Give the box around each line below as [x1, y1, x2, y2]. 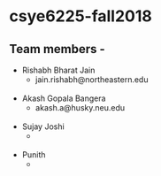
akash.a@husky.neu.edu [34, 103, 126, 112]
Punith [21, 149, 46, 160]
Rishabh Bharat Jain [21, 65, 96, 75]
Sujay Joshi [21, 121, 65, 132]
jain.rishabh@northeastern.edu [34, 74, 149, 85]
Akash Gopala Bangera [21, 93, 106, 103]
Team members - [9, 42, 106, 57]
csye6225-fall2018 [9, 6, 153, 27]
